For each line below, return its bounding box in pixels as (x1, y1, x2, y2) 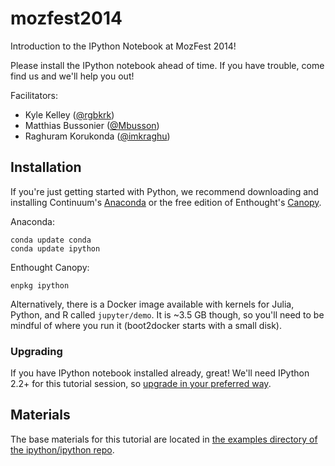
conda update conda (10, 235, 92, 245)
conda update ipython (10, 243, 101, 254)
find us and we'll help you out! (10, 70, 135, 82)
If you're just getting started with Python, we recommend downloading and (10, 185, 319, 197)
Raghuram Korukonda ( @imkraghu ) (24, 130, 171, 142)
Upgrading (10, 344, 63, 358)
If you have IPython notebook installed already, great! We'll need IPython (10, 367, 310, 379)
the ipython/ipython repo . (10, 443, 115, 456)
